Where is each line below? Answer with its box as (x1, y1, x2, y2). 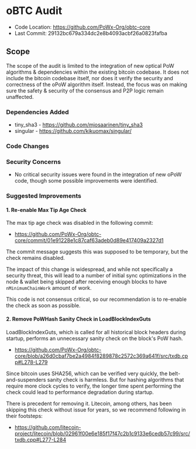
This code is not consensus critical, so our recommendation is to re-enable (6, 296, 187, 303)
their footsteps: (6, 412, 43, 419)
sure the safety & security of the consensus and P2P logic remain (6, 87, 164, 94)
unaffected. (6, 93, 34, 100)
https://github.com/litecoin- (14, 423, 81, 431)
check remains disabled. (6, 255, 66, 262)
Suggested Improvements (6, 192, 82, 200)
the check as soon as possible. (6, 302, 81, 309)
